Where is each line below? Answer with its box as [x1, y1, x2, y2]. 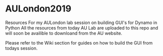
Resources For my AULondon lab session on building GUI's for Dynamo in [5, 19, 157, 25]
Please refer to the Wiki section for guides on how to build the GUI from [5, 39, 153, 45]
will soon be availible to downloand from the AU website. [5, 30, 122, 36]
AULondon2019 [5, 3, 72, 14]
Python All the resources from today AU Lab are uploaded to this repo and [5, 24, 158, 30]
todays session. [5, 45, 38, 51]
